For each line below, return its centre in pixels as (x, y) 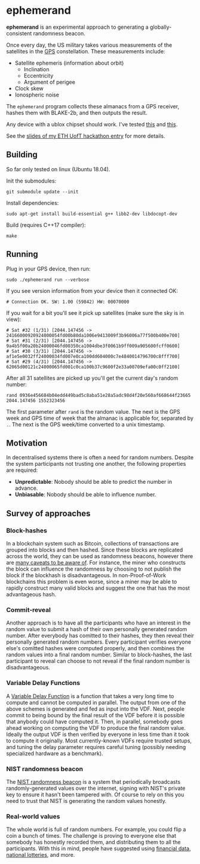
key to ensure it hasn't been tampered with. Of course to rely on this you (95, 795)
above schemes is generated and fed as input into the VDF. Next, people (96, 709)
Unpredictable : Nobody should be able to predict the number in (93, 482)
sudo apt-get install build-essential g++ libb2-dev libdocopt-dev (92, 214)
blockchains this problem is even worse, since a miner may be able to (92, 582)
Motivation (27, 443)
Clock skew (29, 88)
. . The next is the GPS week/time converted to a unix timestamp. (86, 424)
